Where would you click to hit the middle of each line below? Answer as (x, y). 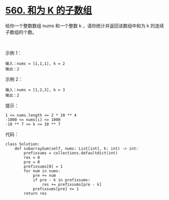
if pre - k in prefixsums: (61, 180)
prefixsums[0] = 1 (43, 166)
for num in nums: (42, 171)
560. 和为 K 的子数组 (49, 11)
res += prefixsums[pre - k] (72, 184)
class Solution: (23, 144)
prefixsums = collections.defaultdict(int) (71, 153)
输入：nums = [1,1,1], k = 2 (35, 64)
